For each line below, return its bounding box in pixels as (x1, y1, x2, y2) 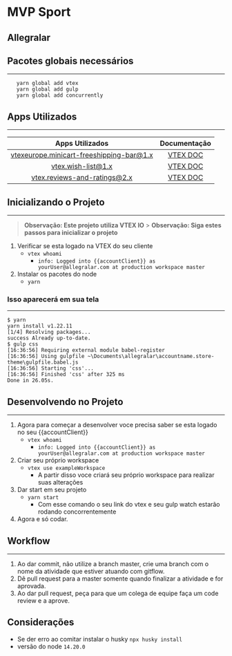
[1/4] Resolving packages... (7, 329, 91, 336)
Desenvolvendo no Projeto (7, 395, 124, 408)
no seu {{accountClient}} (17, 428, 88, 436)
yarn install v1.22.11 (7, 323, 72, 330)
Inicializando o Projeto (7, 196, 105, 208)
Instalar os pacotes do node (17, 270, 97, 279)
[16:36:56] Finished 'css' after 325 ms (7, 371, 126, 378)
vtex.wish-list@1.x (50, 162, 113, 171)
